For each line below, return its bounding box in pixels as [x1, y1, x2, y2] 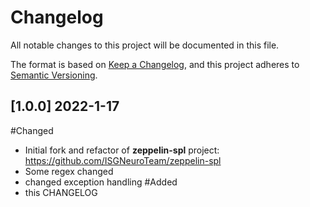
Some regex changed [24, 165, 114, 177]
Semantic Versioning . [10, 69, 98, 81]
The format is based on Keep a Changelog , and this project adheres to [10, 58, 300, 70]
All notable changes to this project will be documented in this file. [10, 39, 280, 51]
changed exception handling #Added [24, 176, 178, 188]
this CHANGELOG [24, 186, 98, 198]
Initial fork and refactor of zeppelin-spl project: [24, 144, 220, 156]
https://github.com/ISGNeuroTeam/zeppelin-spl [24, 154, 222, 166]
